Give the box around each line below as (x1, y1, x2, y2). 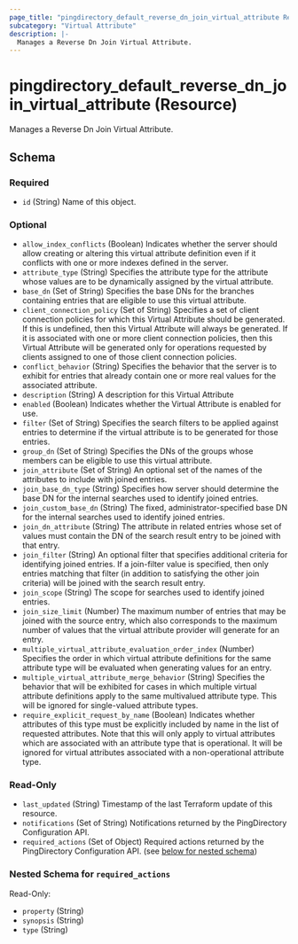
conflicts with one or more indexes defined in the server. (21, 258, 229, 269)
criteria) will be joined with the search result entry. (21, 578, 206, 589)
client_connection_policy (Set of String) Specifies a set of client (21, 305, 260, 316)
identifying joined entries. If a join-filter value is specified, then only (21, 559, 269, 570)
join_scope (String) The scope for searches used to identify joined (21, 587, 264, 598)
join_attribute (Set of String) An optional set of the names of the (21, 464, 263, 475)
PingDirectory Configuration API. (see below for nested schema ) (21, 846, 257, 856)
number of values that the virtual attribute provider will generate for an (21, 625, 279, 636)
